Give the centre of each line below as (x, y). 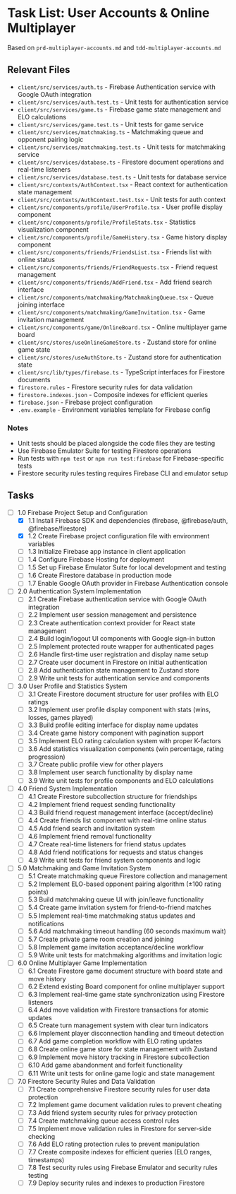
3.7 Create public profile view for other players (95, 764)
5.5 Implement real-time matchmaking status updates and (112, 916)
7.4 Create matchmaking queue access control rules (104, 1121)
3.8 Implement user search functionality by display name (110, 772)
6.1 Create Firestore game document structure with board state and (125, 971)
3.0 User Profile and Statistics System (73, 686)
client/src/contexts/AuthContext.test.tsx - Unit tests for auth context (122, 199)
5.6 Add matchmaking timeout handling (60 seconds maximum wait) (127, 931)
